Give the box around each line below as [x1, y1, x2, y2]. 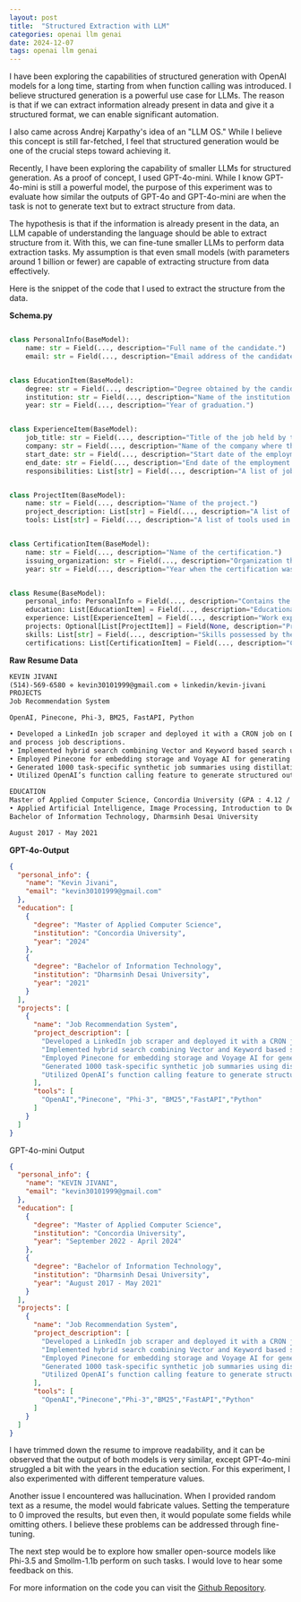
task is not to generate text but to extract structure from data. [9, 201, 236, 211]
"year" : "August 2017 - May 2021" [32, 1279, 163, 1288]
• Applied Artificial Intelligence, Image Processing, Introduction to [9, 804, 282, 813]
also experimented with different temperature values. [9, 1473, 205, 1484]
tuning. [9, 1529, 36, 1539]
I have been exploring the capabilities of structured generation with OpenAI [9, 71, 287, 82]
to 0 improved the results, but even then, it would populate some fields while [9, 1510, 292, 1520]
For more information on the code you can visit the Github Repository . [9, 1582, 267, 1593]
